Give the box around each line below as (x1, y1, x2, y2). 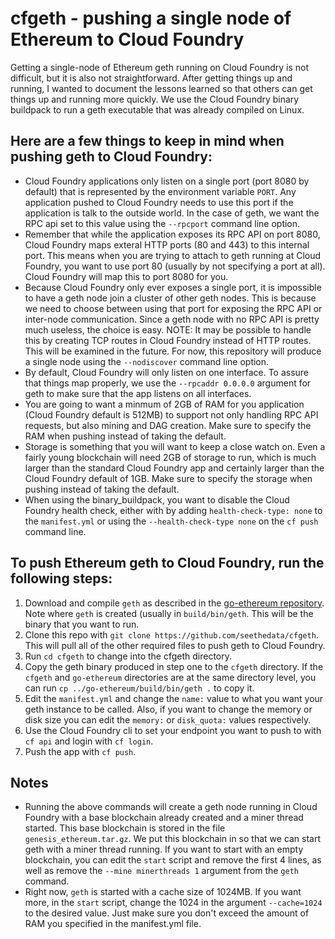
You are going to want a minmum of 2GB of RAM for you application (24, 398, 305, 410)
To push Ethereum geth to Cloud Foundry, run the (10, 555, 325, 572)
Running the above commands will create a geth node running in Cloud (24, 801, 318, 813)
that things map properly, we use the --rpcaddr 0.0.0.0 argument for (24, 377, 312, 389)
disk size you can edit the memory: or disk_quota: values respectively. (24, 713, 312, 726)
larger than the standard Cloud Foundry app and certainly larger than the (24, 462, 325, 474)
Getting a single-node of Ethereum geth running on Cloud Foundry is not (10, 61, 310, 73)
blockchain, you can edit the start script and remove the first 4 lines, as (24, 854, 322, 866)
